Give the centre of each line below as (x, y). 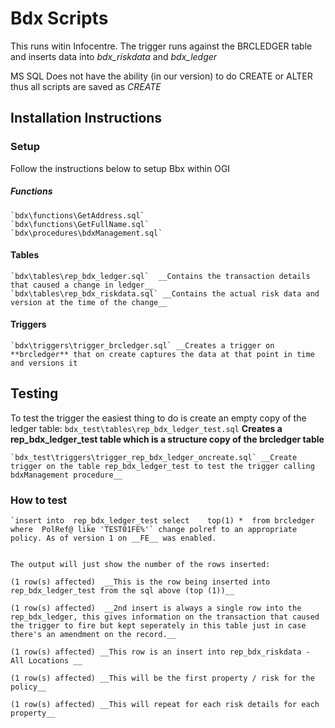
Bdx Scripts (59, 18)
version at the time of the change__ (89, 302)
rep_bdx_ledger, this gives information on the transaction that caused (165, 617)
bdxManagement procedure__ (66, 475)
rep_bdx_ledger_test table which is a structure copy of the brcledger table (167, 439)
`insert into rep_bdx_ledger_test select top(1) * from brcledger (162, 521)
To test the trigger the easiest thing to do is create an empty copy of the (158, 418)
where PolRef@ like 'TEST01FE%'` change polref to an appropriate (154, 530)
